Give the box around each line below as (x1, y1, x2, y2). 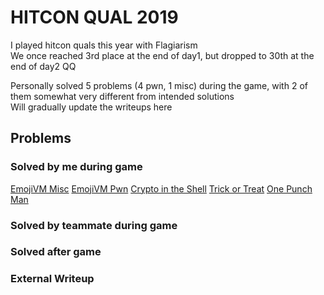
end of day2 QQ (10, 60, 77, 72)
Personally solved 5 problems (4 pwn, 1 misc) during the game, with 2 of (10, 79, 308, 91)
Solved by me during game (10, 160, 143, 174)
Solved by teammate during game (10, 218, 178, 232)
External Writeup (10, 272, 95, 286)
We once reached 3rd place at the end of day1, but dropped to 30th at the (10, 49, 315, 61)
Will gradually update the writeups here (10, 101, 173, 113)
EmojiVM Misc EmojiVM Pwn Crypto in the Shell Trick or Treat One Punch (10, 182, 313, 195)
